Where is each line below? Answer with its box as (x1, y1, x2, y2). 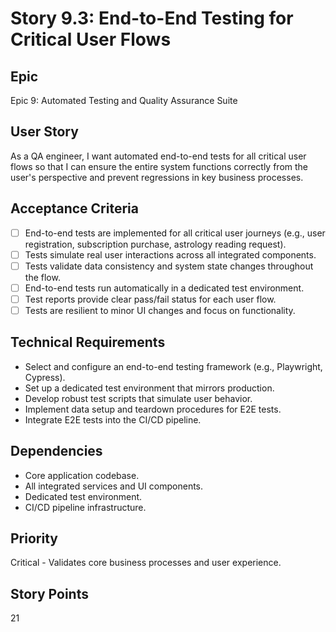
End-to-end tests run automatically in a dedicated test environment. (24, 282, 305, 294)
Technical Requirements (10, 334, 166, 351)
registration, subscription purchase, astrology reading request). (24, 238, 287, 250)
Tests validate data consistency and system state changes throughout (24, 260, 314, 272)
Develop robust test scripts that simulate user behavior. (24, 392, 253, 404)
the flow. (24, 271, 61, 283)
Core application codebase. (24, 469, 140, 481)
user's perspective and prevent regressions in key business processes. (10, 171, 304, 183)
